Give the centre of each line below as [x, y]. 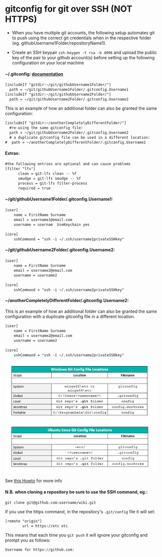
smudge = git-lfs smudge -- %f [49, 179]
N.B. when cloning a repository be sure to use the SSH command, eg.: [76, 492]
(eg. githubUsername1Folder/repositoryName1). [59, 43]
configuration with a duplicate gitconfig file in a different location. [70, 316]
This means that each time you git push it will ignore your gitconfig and [76, 535]
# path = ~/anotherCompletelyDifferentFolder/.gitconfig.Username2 [75, 143]
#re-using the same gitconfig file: [46, 128]
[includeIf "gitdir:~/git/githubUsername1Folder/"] [58, 85]
